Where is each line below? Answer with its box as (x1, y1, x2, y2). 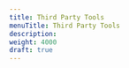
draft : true (9, 46, 53, 55)
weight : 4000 (9, 37, 57, 47)
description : (9, 29, 57, 38)
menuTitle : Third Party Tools (9, 21, 121, 30)
